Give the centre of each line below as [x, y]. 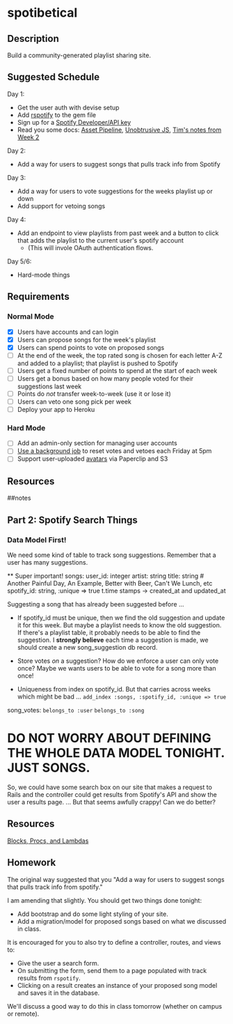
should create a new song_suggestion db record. [87, 648]
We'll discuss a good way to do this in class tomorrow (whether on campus [115, 1006]
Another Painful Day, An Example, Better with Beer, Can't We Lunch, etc [110, 583]
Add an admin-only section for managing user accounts [97, 443]
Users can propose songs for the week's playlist [87, 339]
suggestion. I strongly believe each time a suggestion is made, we [113, 640]
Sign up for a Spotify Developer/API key [74, 122]
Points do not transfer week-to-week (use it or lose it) [94, 393]
